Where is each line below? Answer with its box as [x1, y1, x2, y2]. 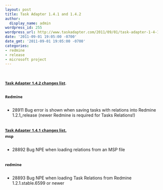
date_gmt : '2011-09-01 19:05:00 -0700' [5, 39, 86, 44]
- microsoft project [5, 57, 47, 62]
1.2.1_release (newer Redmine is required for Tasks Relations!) [12, 113, 135, 118]
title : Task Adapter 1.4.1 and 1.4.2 [5, 12, 81, 17]
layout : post [5, 7, 32, 12]
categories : [5, 43, 29, 48]
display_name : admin [9, 20, 51, 26]
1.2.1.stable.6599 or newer [12, 180, 65, 186]
